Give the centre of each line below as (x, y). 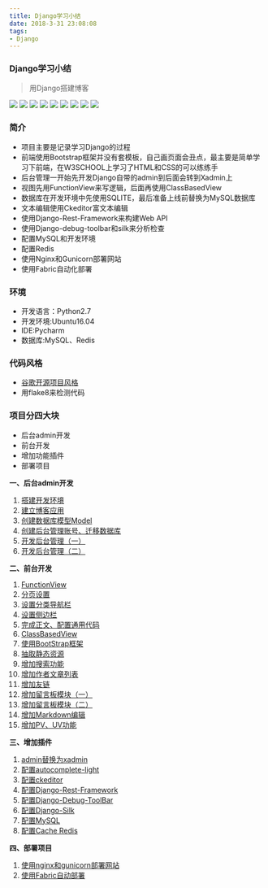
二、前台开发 (30, 568)
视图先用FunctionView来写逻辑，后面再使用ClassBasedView (121, 187)
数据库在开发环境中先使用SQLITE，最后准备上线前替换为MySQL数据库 (138, 198)
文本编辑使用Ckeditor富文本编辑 (74, 207)
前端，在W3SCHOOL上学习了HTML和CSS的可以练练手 (127, 167)
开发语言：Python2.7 (56, 311)
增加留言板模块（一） (56, 694)
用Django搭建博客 (59, 88)
